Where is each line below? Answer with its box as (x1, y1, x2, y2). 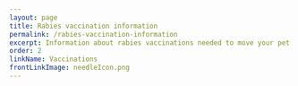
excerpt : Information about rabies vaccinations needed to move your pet (9, 38, 291, 47)
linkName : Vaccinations (9, 55, 98, 64)
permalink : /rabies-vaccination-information (9, 30, 178, 39)
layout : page (9, 13, 58, 22)
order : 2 (9, 47, 42, 56)
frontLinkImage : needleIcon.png (9, 64, 130, 73)
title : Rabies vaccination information (9, 21, 158, 30)
